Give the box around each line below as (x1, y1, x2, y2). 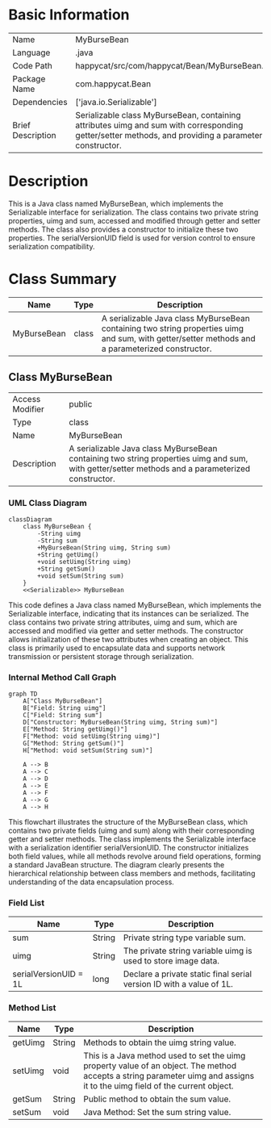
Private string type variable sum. (123, 932, 246, 943)
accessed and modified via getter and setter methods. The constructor (8, 625, 244, 635)
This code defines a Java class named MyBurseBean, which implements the (8, 600, 262, 610)
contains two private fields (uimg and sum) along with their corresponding (8, 825, 255, 836)
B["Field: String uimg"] (23, 704, 106, 712)
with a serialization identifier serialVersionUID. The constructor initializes (8, 843, 249, 853)
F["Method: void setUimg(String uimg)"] (23, 733, 161, 741)
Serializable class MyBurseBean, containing (75, 109, 241, 120)
